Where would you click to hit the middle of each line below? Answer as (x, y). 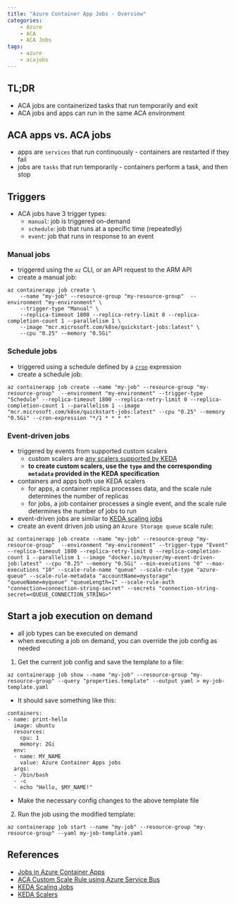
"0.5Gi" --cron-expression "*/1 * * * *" (69, 418)
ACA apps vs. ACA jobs (59, 135)
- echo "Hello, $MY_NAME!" (53, 787)
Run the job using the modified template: (76, 814)
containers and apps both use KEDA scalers (81, 481)
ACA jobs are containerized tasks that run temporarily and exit (108, 105)
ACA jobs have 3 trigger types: (62, 214)
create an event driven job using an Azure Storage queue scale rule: (115, 526)
